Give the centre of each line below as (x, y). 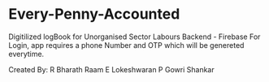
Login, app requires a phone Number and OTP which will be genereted (126, 45)
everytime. (26, 54)
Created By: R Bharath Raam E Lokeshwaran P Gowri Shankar (111, 69)
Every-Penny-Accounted (94, 14)
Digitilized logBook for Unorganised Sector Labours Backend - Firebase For (134, 37)
